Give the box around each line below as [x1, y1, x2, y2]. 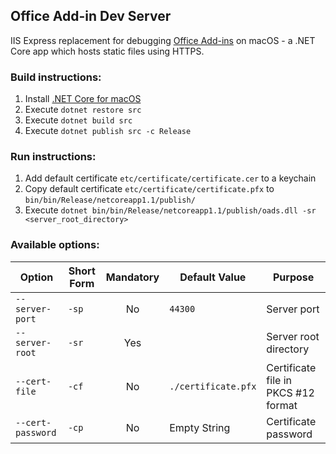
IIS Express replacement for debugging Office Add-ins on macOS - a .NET [10, 34, 316, 46]
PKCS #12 [266, 385, 315, 399]
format [266, 398, 298, 412]
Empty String [169, 420, 231, 434]
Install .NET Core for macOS [24, 93, 142, 105]
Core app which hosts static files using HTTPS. [10, 45, 205, 57]
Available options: [10, 238, 100, 252]
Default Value [179, 270, 247, 284]
